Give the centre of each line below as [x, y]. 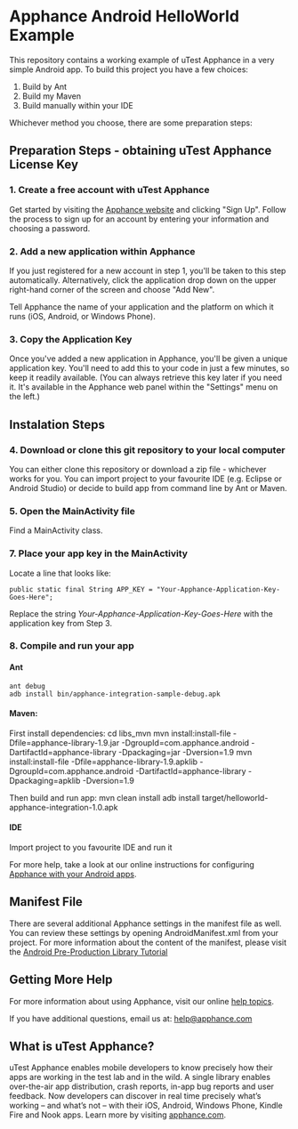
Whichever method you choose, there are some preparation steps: [131, 123]
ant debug [28, 686]
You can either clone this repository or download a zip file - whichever [138, 469]
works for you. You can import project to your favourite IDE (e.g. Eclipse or [145, 479]
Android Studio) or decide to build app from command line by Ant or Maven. [148, 488]
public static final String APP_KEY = [81, 589]
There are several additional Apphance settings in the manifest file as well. [145, 923]
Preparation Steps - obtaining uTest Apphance [141, 151]
